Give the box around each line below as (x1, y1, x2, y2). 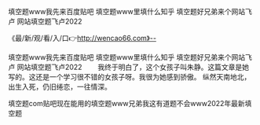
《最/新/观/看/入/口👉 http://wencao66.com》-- (8, 34, 157, 42)
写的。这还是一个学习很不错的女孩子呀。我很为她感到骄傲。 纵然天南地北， (8, 72, 251, 81)
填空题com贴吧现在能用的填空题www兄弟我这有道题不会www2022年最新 (8, 99, 245, 108)
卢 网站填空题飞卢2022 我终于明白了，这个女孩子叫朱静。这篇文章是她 (8, 62, 250, 72)
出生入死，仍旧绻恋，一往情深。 (8, 82, 112, 91)
